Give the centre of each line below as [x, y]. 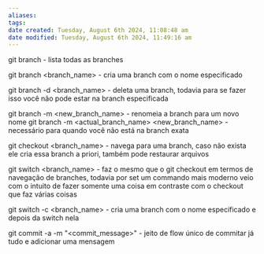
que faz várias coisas [43, 194]
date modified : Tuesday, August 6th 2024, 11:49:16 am [100, 37]
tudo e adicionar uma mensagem [62, 241]
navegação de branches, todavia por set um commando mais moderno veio [131, 178]
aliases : [22, 15]
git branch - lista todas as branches [66, 60]
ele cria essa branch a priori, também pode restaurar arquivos [109, 154]
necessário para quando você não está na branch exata [99, 131]
